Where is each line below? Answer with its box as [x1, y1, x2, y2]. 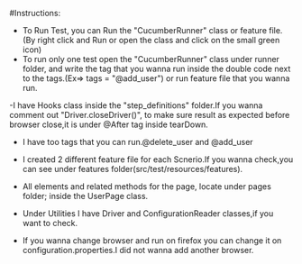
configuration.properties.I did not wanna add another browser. [22, 245, 254, 255]
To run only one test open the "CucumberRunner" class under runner [22, 54, 279, 64]
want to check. [22, 218, 78, 228]
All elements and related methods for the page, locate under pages [22, 181, 272, 192]
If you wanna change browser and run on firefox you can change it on [22, 235, 282, 246]
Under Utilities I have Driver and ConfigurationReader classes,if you [22, 208, 274, 219]
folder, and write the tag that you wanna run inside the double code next [22, 63, 291, 74]
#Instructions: [9, 8, 61, 18]
